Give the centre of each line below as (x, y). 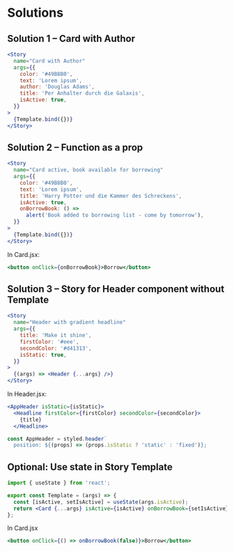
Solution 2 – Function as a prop (75, 147)
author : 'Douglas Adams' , (57, 87)
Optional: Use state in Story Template (90, 467)
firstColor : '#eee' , (49, 342)
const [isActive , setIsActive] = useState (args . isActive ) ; (101, 502)
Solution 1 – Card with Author (71, 39)
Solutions (36, 13)
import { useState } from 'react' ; (59, 483)
